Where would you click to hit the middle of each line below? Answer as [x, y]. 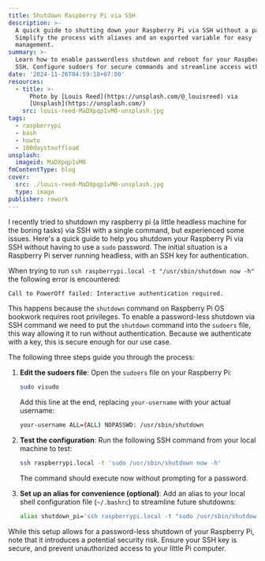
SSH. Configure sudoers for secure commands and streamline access [129, 67]
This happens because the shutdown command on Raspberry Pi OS [116, 308]
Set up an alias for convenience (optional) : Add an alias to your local [132, 493]
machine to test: [46, 449]
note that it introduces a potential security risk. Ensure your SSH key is [123, 540]
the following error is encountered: [64, 279]
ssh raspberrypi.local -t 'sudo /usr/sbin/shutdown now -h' [120, 463]
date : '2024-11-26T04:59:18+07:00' [67, 74]
